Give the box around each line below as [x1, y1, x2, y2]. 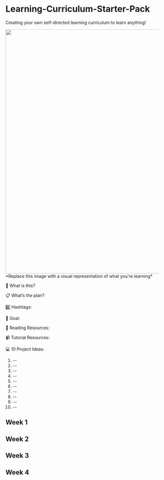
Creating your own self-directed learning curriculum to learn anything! [5, 20, 146, 25]
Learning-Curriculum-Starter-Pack [5, 3, 150, 15]
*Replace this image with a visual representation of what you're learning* [5, 273, 153, 279]
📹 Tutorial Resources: [5, 334, 50, 340]
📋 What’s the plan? [5, 292, 45, 298]
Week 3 [5, 452, 29, 460]
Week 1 [5, 418, 28, 427]
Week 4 [5, 468, 30, 477]
